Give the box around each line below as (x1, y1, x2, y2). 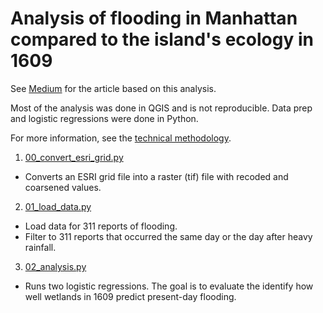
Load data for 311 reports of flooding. (24, 220, 178, 232)
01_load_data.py (24, 200, 92, 212)
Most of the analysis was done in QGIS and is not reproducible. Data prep (10, 102, 313, 114)
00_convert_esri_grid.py (24, 151, 124, 163)
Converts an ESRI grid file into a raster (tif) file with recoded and (24, 170, 289, 182)
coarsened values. (24, 181, 102, 193)
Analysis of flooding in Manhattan (10, 7, 298, 30)
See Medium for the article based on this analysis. (10, 82, 217, 94)
